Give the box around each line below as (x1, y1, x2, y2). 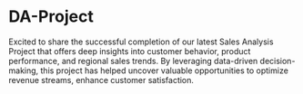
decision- (259, 55, 296, 66)
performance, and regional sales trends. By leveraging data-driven (8, 55, 258, 66)
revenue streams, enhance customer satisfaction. (8, 74, 195, 85)
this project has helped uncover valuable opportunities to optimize (40, 65, 288, 76)
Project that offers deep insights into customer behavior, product (8, 45, 251, 56)
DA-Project (8, 6, 95, 27)
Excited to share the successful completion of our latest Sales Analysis (8, 36, 274, 47)
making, (8, 65, 39, 76)
